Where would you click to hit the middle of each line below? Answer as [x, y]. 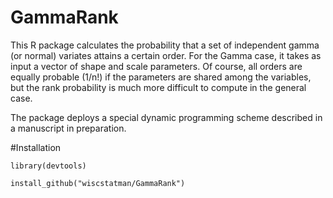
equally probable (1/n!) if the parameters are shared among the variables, [161, 77]
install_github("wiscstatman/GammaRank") [98, 183]
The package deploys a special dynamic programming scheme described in [166, 117]
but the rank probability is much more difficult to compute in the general [158, 87]
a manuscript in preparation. [68, 128]
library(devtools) [48, 166]
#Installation [36, 147]
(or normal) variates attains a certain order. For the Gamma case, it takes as [166, 55]
